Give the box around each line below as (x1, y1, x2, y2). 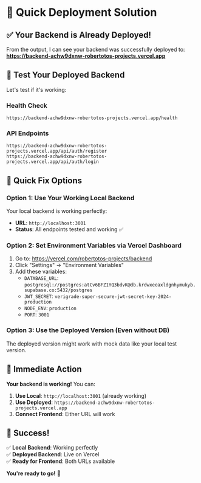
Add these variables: (15, 268, 67, 276)
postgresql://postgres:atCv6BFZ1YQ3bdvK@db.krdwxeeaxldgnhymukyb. (24, 282, 196, 288)
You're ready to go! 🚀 (6, 470, 61, 477)
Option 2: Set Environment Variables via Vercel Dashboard (6, 241, 182, 250)
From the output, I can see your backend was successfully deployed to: (6, 46, 185, 53)
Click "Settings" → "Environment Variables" (15, 262, 124, 269)
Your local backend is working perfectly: (6, 207, 107, 215)
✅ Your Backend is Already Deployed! (6, 30, 152, 40)
